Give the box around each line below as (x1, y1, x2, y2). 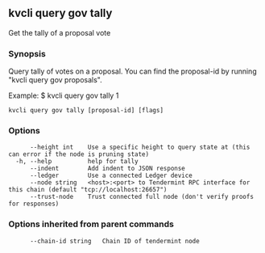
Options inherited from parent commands (8, 218, 175, 230)
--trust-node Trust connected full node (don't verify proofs (29, 193, 254, 201)
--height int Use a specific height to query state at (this (29, 143, 251, 152)
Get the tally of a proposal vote (8, 27, 111, 37)
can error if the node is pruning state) (8, 150, 150, 158)
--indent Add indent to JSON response (29, 165, 185, 173)
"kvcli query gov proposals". (8, 75, 102, 85)
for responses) (8, 200, 60, 209)
